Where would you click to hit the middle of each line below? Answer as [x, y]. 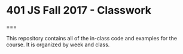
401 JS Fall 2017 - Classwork [79, 10]
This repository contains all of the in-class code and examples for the [92, 38]
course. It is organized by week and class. [58, 45]
